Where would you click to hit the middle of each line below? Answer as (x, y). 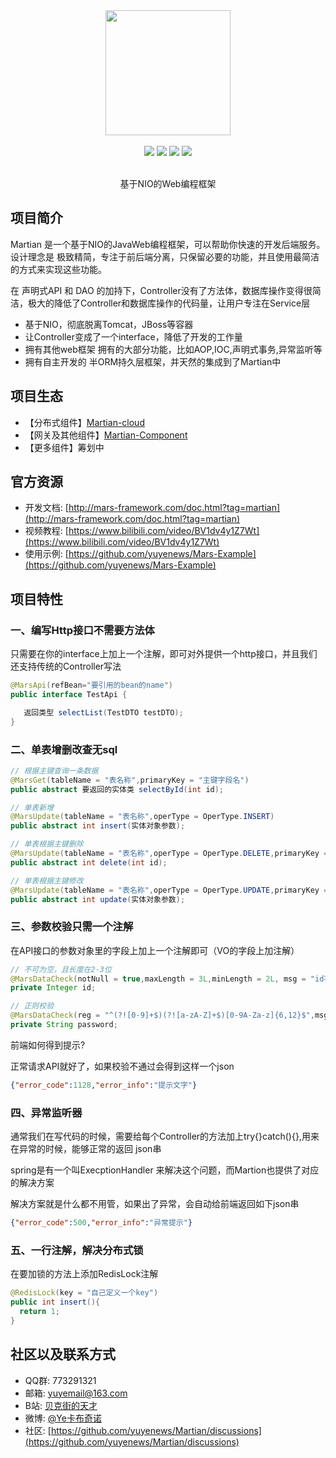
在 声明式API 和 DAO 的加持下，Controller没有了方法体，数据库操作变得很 (161, 290)
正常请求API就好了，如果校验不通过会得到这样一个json (122, 1066)
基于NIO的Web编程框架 (168, 183)
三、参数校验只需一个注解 (72, 927)
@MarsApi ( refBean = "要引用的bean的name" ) (91, 685)
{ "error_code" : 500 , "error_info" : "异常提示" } (101, 1223)
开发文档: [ (46, 508)
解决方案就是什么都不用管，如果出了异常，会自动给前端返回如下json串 (155, 1204)
